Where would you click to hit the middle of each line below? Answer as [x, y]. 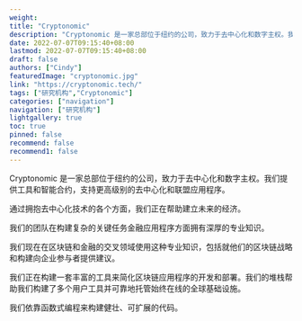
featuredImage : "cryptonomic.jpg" [74, 76]
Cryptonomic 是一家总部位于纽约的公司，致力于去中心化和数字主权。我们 [145, 178]
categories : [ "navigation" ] [62, 101]
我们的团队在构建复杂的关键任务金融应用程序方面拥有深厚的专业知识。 [139, 227]
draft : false [34, 59]
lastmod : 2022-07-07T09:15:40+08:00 [78, 51]
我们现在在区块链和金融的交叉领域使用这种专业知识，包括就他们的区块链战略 [151, 246]
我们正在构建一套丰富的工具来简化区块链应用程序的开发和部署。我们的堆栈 [147, 277]
